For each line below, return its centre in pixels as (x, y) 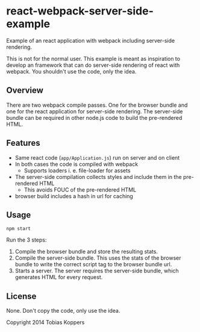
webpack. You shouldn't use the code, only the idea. (71, 71)
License (21, 296)
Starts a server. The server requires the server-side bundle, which (97, 271)
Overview (25, 91)
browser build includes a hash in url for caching (74, 196)
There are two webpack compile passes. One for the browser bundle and (97, 105)
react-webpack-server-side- (80, 11)
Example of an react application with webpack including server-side (91, 40)
